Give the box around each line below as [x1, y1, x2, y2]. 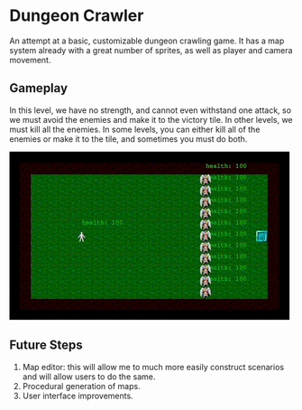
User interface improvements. [22, 390, 133, 401]
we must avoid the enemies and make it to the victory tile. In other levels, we [9, 114, 293, 125]
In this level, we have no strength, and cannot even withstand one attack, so [9, 105, 291, 116]
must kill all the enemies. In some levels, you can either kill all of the [9, 124, 261, 135]
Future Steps [9, 338, 83, 353]
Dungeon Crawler [9, 5, 144, 26]
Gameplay [9, 80, 69, 96]
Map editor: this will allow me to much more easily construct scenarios [22, 361, 285, 372]
